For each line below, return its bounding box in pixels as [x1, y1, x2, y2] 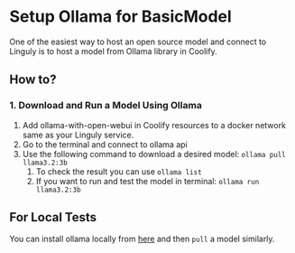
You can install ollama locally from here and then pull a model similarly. [9, 233, 275, 245]
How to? [9, 72, 57, 88]
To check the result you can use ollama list [35, 165, 202, 177]
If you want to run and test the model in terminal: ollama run [35, 175, 260, 186]
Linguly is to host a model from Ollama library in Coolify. [9, 45, 218, 56]
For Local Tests [9, 210, 97, 225]
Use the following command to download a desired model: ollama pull [22, 148, 286, 159]
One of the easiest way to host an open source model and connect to [9, 36, 267, 47]
